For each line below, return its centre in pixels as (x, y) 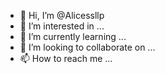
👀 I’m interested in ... (62, 26)
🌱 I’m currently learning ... (73, 36)
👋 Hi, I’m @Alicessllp (62, 15)
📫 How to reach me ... (66, 58)
